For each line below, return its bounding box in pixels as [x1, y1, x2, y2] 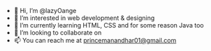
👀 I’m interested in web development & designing [13, 14, 155, 22]
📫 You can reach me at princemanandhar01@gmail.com [13, 37, 177, 44]
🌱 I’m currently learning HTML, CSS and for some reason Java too [13, 21, 204, 29]
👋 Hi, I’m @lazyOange [13, 7, 77, 14]
